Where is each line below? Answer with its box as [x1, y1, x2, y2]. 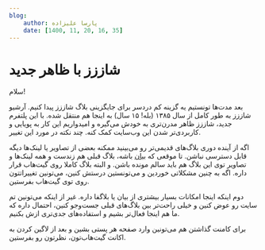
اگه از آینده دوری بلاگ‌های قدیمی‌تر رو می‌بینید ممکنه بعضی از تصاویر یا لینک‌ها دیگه [9, 143, 249, 152]
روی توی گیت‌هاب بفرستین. [9, 176, 90, 187]
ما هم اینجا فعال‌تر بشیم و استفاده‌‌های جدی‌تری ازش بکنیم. [9, 209, 180, 218]
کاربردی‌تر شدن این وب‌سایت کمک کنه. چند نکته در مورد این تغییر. [9, 128, 202, 137]
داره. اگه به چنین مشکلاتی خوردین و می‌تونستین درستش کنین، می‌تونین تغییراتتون [9, 168, 247, 178]
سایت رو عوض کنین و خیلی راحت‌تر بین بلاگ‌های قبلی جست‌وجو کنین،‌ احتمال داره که [9, 200, 258, 210]
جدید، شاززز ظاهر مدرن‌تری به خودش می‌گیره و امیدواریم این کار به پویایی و [9, 119, 232, 129]
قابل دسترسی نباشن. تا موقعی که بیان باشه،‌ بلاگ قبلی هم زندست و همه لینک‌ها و [9, 152, 247, 161]
